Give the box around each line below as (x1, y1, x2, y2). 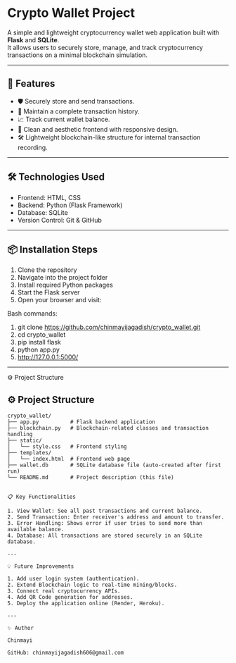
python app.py (17, 345, 60, 354)
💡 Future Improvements (7, 563, 74, 570)
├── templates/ (7, 450, 52, 457)
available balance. (7, 526, 65, 533)
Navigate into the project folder (17, 273, 108, 282)
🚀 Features (7, 78, 55, 89)
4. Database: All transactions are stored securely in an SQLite (7, 532, 202, 540)
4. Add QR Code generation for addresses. (7, 594, 133, 601)
